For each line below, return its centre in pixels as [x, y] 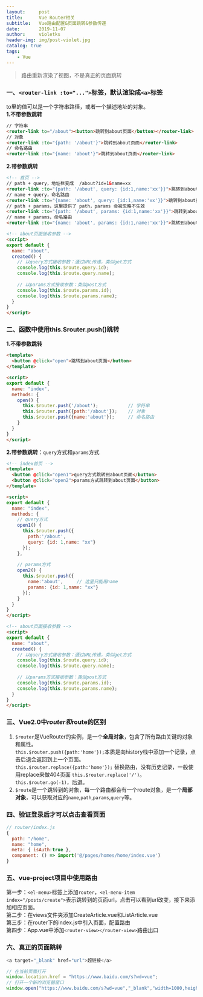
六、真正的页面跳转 [34, 947]
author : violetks [34, 35]
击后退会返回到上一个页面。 [50, 759]
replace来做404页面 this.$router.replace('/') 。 [82, 774]
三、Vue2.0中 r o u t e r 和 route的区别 [56, 722]
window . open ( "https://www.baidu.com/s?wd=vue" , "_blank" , [79, 989]
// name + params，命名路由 [39, 217]
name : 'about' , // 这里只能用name [73, 582]
